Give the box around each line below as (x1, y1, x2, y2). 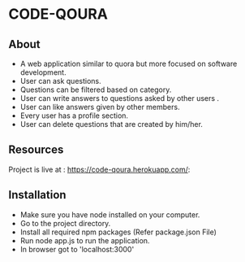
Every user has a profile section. (19, 111, 128, 120)
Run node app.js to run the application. (19, 235, 150, 245)
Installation (8, 188, 67, 202)
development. (19, 68, 67, 77)
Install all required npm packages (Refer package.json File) (19, 227, 217, 237)
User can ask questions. (19, 76, 101, 85)
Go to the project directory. (19, 218, 111, 228)
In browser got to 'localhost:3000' (19, 244, 135, 254)
